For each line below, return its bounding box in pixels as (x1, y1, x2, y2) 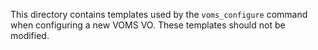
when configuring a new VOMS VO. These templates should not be (10, 19, 286, 31)
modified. (10, 30, 50, 41)
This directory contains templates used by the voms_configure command (10, 9, 308, 20)
